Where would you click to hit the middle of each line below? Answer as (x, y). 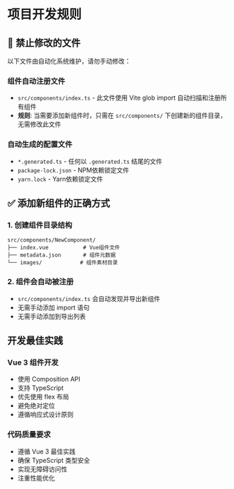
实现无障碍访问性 (42, 469)
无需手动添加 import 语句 (54, 307)
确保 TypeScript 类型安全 (54, 460)
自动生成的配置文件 (40, 144)
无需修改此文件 (39, 124)
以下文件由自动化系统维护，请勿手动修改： (69, 61)
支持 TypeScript (41, 388)
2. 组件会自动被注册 (41, 282)
